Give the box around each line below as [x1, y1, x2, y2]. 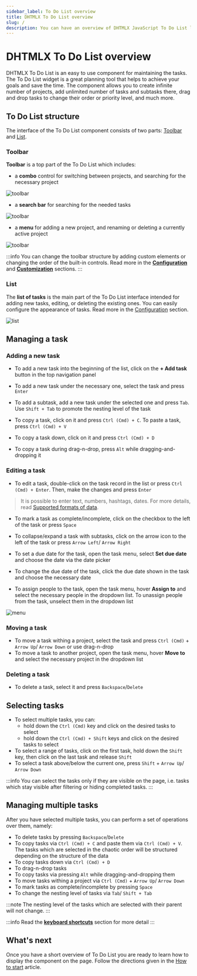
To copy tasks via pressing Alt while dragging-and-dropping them [14, 871, 175, 878]
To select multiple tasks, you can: [14, 716, 96, 723]
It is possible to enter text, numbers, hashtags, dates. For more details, [20, 497, 191, 504]
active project [14, 230, 48, 237]
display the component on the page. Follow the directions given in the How [6, 957, 187, 964]
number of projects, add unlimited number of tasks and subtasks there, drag [6, 88, 191, 95]
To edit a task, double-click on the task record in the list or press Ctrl [14, 480, 183, 487]
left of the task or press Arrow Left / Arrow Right [14, 538, 131, 545]
